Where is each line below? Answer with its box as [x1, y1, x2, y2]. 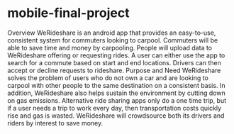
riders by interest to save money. [7, 118, 104, 127]
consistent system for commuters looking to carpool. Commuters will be [7, 35, 218, 44]
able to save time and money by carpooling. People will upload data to [7, 43, 213, 52]
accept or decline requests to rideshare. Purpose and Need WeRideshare [7, 66, 221, 74]
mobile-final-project [7, 5, 130, 21]
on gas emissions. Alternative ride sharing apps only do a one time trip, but [7, 96, 227, 104]
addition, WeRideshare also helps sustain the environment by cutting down [7, 89, 225, 97]
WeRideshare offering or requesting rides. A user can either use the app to [7, 51, 225, 60]
